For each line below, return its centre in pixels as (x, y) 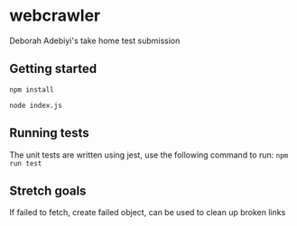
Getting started (53, 69)
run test (26, 163)
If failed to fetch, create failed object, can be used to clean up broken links (148, 212)
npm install (32, 90)
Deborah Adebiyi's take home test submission (95, 41)
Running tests (50, 133)
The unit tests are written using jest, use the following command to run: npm (149, 155)
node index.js (36, 105)
